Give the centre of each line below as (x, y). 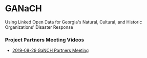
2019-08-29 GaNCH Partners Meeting (50, 50)
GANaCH (24, 9)
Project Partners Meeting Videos (45, 39)
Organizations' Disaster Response (39, 27)
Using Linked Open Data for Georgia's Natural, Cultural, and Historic (74, 22)
